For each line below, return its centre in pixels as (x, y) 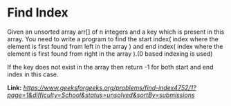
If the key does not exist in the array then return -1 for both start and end (110, 67)
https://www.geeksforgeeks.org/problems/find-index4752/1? (110, 87)
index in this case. (33, 74)
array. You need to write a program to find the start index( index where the (113, 39)
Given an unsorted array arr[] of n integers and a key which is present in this (116, 32)
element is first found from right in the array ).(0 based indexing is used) (110, 54)
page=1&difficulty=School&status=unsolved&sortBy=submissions (101, 95)
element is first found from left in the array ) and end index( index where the (115, 46)
